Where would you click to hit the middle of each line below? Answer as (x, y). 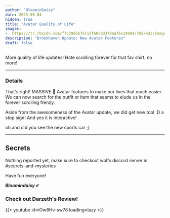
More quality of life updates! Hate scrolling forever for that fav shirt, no (79, 57)
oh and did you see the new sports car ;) (48, 128)
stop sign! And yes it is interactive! (41, 118)
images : (13, 29)
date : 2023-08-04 (24, 15)
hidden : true (19, 19)
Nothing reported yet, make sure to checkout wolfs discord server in (76, 160)
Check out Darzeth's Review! (42, 199)
